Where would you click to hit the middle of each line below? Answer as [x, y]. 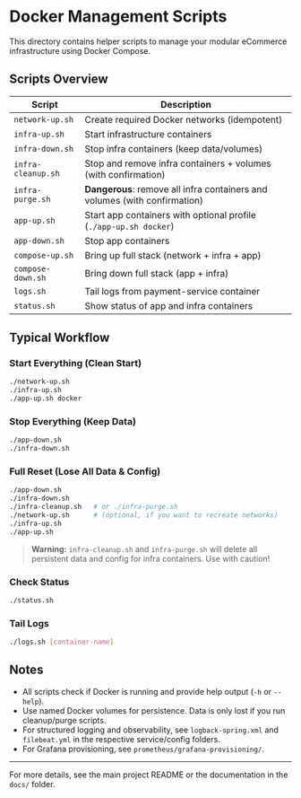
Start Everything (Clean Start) [75, 364]
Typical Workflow [60, 338]
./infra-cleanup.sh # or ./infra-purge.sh [94, 507]
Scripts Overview [59, 79]
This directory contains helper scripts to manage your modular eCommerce [148, 41]
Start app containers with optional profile [171, 215]
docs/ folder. [32, 784]
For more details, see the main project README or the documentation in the [149, 775]
